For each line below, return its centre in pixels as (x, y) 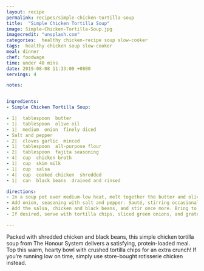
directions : (21, 192)
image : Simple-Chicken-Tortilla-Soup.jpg (59, 29)
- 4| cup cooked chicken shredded (54, 175)
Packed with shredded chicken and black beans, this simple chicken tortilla (100, 237)
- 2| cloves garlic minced (43, 141)
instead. (16, 262)
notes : (15, 85)
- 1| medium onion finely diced (51, 129)
